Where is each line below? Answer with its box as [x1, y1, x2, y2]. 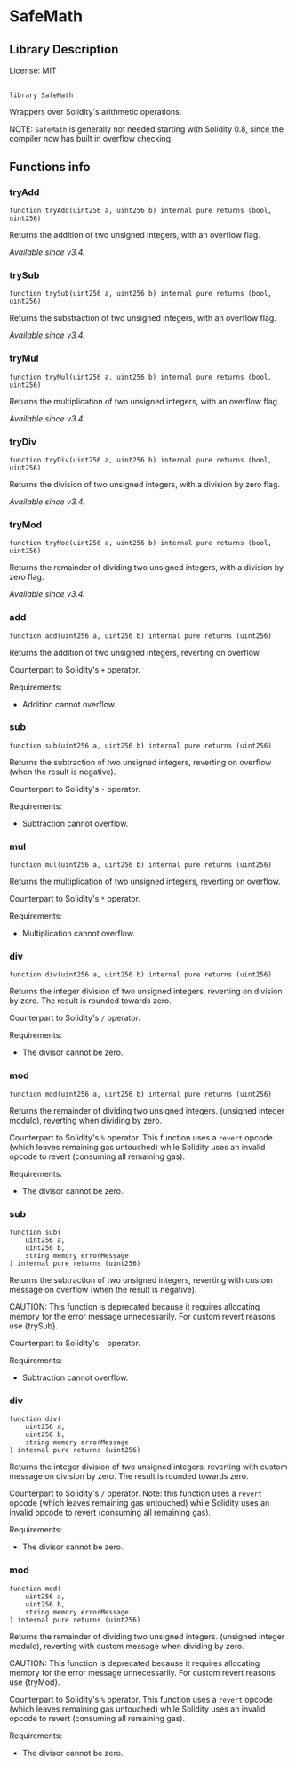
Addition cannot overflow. [21, 699, 117, 709]
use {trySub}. [9, 1320, 59, 1331]
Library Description [9, 42, 119, 57]
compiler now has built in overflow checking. [9, 134, 173, 144]
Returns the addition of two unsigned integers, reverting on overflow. [9, 647, 262, 658]
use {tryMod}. [9, 1677, 60, 1687]
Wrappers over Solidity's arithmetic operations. [9, 107, 182, 118]
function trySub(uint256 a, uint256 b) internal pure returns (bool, [9, 290, 273, 298]
